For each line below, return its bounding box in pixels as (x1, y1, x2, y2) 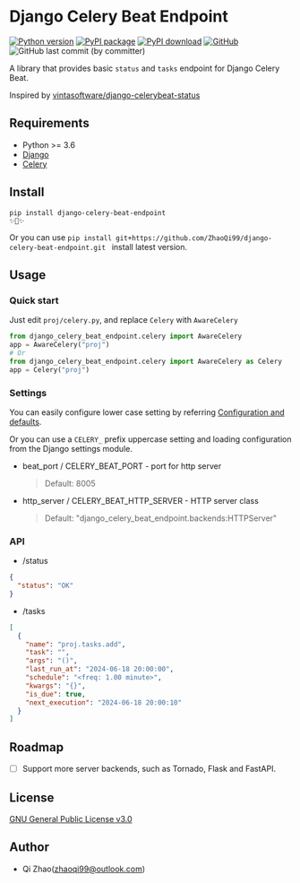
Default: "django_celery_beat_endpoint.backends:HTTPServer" (44, 513, 278, 524)
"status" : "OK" (17, 581, 74, 591)
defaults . (9, 416, 42, 427)
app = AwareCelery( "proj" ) (9, 341, 110, 350)
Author (9, 840, 49, 855)
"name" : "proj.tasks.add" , (25, 639, 126, 649)
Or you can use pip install (9, 231, 112, 243)
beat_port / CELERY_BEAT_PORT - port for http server (21, 460, 222, 472)
